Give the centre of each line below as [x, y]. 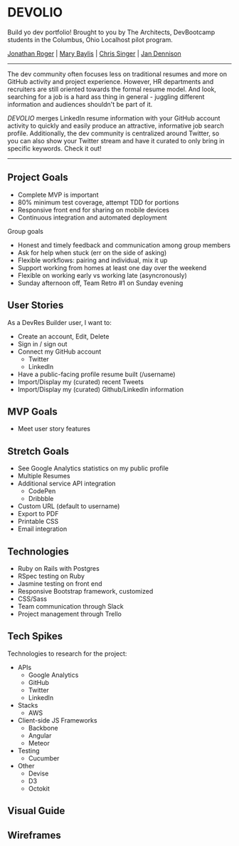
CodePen [42, 491]
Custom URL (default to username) [69, 506]
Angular [40, 736]
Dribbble [41, 499]
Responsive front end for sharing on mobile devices [93, 210]
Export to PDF [38, 514]
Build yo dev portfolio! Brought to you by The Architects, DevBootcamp [111, 32]
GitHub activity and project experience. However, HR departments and [111, 81]
